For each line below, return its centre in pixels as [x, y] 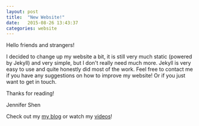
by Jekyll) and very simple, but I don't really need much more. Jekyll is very [99, 63]
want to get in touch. [31, 82]
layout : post [22, 12]
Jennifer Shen [23, 105]
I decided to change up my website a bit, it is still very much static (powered [99, 56]
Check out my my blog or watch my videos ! [59, 116]
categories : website [32, 28]
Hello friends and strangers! [40, 45]
